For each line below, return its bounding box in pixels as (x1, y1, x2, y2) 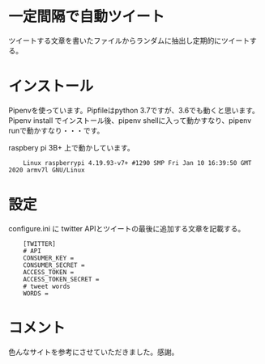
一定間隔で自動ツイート (8, 7, 165, 26)
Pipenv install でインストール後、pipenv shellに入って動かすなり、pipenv (8, 115, 252, 125)
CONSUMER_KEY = (23, 254, 75, 262)
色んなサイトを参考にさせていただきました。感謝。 (8, 347, 179, 357)
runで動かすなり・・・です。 (8, 125, 105, 135)
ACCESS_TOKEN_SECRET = (23, 275, 100, 283)
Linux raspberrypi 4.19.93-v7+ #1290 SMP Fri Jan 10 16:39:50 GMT (23, 159, 252, 167)
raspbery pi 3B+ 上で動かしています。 (8, 142, 135, 152)
